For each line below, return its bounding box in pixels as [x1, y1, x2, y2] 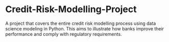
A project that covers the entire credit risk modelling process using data [5, 20, 156, 26]
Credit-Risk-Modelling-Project [5, 4, 137, 15]
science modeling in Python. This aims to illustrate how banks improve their [5, 25, 164, 31]
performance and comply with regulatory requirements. [5, 31, 122, 37]
